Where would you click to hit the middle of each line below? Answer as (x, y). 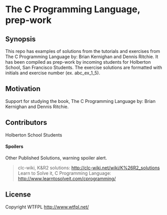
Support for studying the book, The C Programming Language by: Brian (80, 101)
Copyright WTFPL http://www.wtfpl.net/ (47, 207)
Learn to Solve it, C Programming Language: (64, 173)
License (18, 195)
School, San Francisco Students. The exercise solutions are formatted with (84, 68)
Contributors (26, 123)
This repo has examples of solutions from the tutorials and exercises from (83, 51)
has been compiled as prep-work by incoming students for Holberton (78, 62)
